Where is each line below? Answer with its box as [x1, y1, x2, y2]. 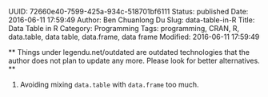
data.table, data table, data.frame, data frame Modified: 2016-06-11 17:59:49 [8, 32, 260, 41]
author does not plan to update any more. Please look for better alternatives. [8, 56, 260, 65]
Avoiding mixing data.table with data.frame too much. [19, 80, 199, 89]
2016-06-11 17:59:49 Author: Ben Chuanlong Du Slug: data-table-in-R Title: [8, 15, 255, 25]
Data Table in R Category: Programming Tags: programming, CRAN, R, [8, 24, 240, 33]
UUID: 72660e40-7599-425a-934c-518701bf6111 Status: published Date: [8, 7, 249, 16]
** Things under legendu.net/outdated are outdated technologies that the [8, 48, 250, 56]
